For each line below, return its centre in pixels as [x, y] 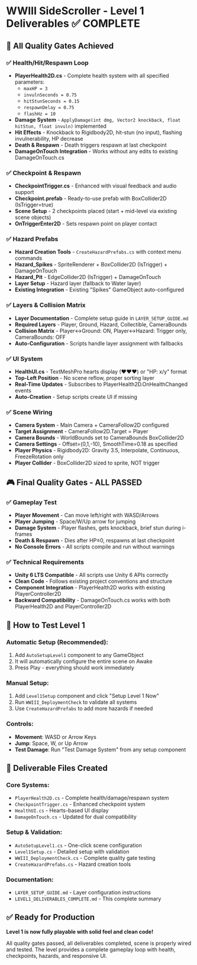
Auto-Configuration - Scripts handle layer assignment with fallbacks [99, 343]
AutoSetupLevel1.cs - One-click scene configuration [78, 845]
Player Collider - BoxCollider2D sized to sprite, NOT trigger [87, 463]
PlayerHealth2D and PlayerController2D [63, 607]
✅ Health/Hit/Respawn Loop [47, 62]
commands [28, 258]
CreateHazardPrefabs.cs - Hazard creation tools [73, 864]
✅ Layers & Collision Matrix [46, 305]
